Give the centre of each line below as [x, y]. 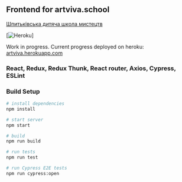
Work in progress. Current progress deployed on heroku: [75, 47]
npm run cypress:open [33, 173]
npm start [18, 125]
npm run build [24, 141]
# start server [25, 120]
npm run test [22, 158]
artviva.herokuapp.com [35, 53]
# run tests [21, 152]
